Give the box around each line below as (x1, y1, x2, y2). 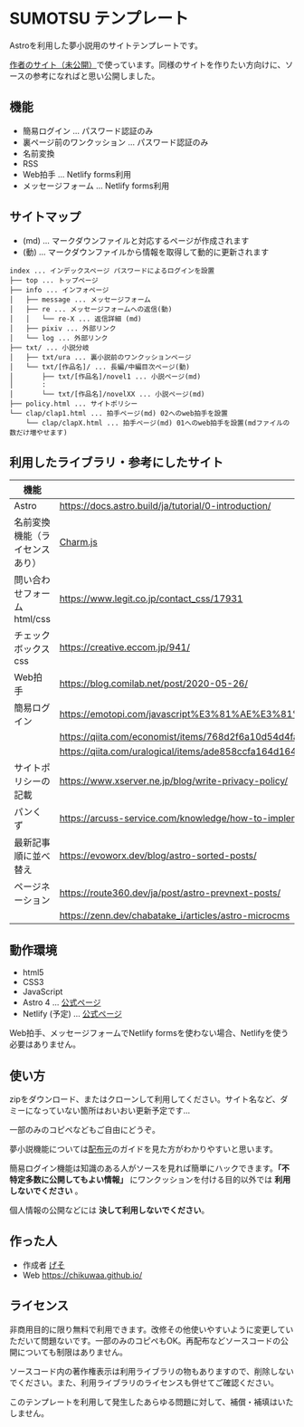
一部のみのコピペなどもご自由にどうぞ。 (9, 1125, 160, 1135)
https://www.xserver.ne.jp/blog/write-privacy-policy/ (59, 775, 289, 788)
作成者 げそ (22, 1259, 65, 1270)
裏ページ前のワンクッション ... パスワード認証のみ (22, 137, 209, 148)
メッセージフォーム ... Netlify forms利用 (22, 180, 170, 191)
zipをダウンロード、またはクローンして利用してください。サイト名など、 (9, 1094, 280, 1105)
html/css (14, 613, 52, 626)
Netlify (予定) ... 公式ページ (22, 1009, 122, 1020)
